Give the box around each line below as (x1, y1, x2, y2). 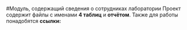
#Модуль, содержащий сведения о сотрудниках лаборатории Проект (6, 5, 181, 12)
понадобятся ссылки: (6, 18, 62, 24)
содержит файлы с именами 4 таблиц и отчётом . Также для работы (6, 11, 179, 18)
